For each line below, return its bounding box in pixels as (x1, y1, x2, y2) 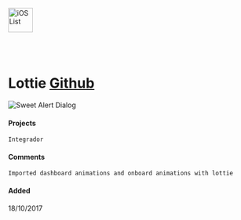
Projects (8, 118, 37, 128)
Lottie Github (8, 74, 95, 92)
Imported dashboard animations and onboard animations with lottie (8, 169, 234, 178)
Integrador (8, 135, 44, 144)
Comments (8, 152, 46, 161)
